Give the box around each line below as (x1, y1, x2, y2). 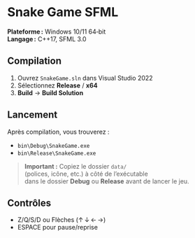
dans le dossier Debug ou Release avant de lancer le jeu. (24, 176, 190, 185)
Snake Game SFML (7, 4, 119, 20)
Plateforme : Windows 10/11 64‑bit (7, 27, 106, 36)
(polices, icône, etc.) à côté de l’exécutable (24, 169, 148, 178)
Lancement (7, 109, 58, 121)
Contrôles (7, 197, 52, 209)
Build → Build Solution (17, 88, 84, 97)
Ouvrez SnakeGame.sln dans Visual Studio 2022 (17, 73, 153, 82)
